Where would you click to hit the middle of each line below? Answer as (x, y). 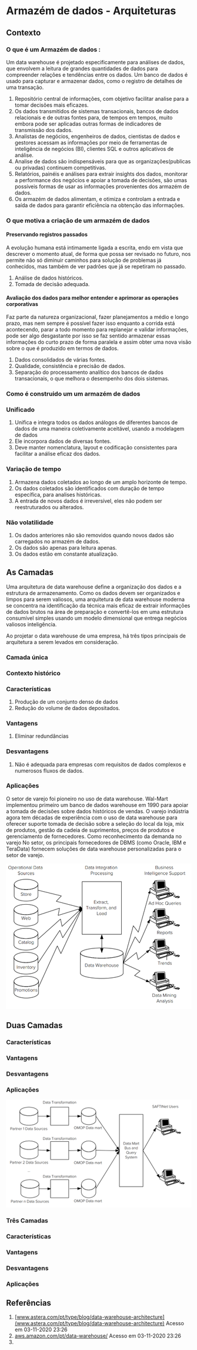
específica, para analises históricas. (58, 494)
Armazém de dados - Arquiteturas (91, 11)
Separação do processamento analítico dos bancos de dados (89, 372)
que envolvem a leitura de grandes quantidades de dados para (82, 68)
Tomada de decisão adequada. (52, 284)
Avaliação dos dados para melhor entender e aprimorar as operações (92, 298)
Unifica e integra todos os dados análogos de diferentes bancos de (96, 422)
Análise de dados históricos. (49, 278)
